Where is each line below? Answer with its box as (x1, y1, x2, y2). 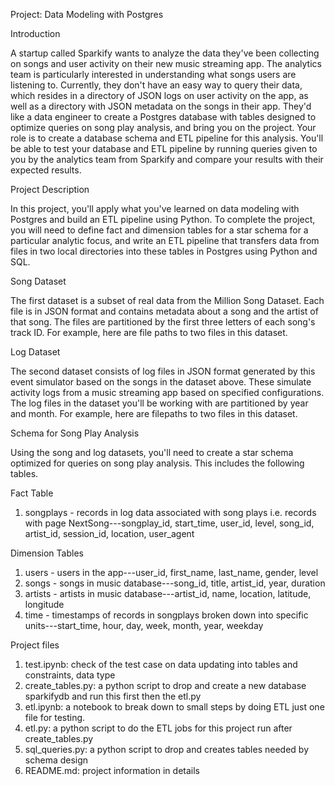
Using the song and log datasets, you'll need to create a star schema (10, 447, 294, 458)
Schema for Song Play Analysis (10, 427, 140, 439)
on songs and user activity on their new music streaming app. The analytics (10, 58, 322, 69)
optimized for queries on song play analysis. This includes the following (10, 457, 305, 469)
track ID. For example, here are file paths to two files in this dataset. (10, 327, 288, 338)
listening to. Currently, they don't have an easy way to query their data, (10, 79, 303, 91)
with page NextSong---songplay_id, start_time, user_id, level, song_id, (24, 517, 315, 529)
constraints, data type (24, 669, 116, 681)
